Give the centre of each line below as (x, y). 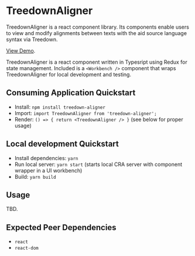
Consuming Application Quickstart (71, 93)
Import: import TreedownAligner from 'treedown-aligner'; (85, 113)
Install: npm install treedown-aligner (60, 107)
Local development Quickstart (62, 144)
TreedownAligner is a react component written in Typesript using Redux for (97, 62)
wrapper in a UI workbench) (48, 170)
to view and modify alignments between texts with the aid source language (97, 33)
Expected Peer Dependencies (61, 227)
